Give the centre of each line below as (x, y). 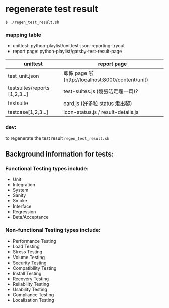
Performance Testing (34, 241)
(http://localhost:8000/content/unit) (106, 80)
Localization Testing (33, 300)
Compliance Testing (33, 295)
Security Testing (29, 263)
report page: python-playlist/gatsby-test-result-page (67, 52)
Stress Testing (27, 252)
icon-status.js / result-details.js (101, 112)
